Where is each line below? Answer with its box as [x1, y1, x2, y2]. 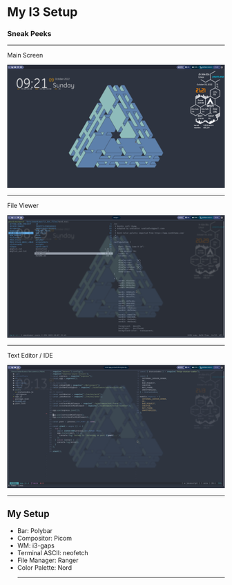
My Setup [7, 508, 50, 520]
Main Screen [7, 51, 43, 60]
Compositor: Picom [17, 534, 72, 542]
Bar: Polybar [17, 526, 53, 534]
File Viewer [7, 201, 39, 209]
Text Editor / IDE [7, 351, 53, 360]
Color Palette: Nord [17, 563, 72, 572]
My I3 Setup [7, 4, 78, 20]
